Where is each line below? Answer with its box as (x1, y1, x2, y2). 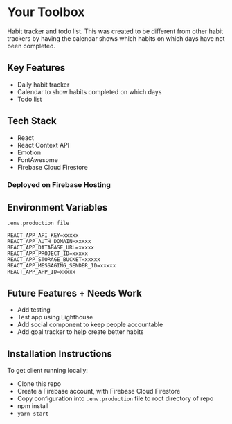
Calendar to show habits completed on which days (17, 87, 162, 96)
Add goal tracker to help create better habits (17, 328, 144, 336)
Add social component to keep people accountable (17, 320, 163, 329)
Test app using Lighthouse (17, 313, 93, 321)
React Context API (17, 141, 70, 149)
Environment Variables (7, 202, 108, 213)
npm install (17, 401, 49, 409)
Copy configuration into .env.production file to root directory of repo (17, 394, 214, 403)
